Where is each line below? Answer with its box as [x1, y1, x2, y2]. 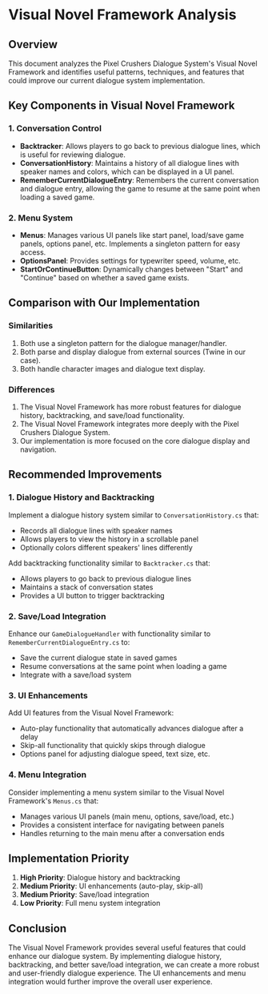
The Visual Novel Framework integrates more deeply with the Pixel [19, 419, 240, 429]
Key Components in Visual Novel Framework [8, 99, 235, 113]
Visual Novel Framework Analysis [8, 6, 237, 24]
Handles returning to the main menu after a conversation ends [19, 828, 226, 838]
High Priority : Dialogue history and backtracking [19, 873, 181, 883]
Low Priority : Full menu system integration [19, 899, 161, 908]
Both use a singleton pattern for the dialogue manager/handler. [19, 338, 228, 348]
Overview [8, 38, 58, 51]
